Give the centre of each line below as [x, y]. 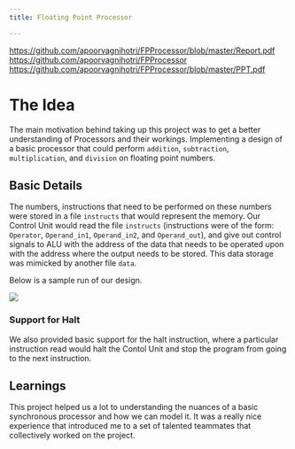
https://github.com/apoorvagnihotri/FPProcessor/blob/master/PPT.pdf [137, 69]
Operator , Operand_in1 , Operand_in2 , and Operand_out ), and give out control [145, 235]
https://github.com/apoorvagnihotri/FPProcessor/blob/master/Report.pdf [142, 50]
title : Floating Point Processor [71, 17]
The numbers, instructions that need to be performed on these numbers [140, 207]
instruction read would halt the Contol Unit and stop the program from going [148, 348]
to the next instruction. [50, 358]
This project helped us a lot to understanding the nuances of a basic [134, 407]
